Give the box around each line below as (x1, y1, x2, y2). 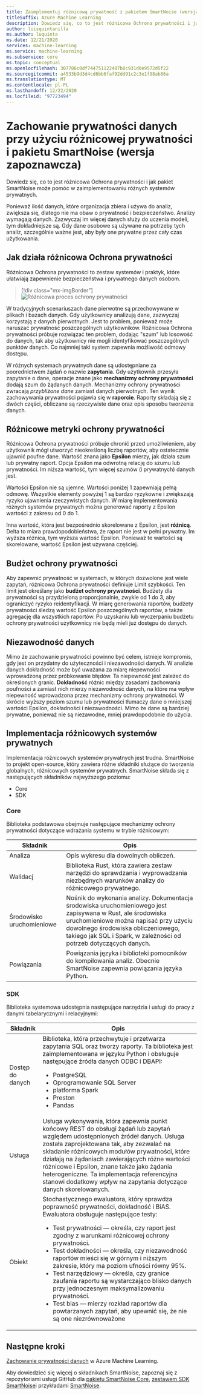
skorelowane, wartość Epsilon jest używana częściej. (6, 541, 138, 548)
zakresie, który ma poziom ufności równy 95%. (53, 1262, 187, 1270)
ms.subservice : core (6, 54, 59, 60)
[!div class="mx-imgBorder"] (21, 286, 94, 294)
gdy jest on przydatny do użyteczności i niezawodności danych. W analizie (6, 659, 193, 667)
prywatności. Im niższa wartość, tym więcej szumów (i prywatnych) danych (6, 466, 195, 473)
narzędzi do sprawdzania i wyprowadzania (66, 869, 187, 877)
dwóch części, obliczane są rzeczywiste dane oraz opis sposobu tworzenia (6, 400, 194, 407)
